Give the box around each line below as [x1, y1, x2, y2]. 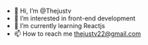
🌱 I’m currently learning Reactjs [13, 22, 106, 30]
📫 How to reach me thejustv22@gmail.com [13, 30, 141, 38]
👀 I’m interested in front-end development [13, 14, 136, 22]
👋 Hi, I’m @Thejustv [13, 7, 72, 15]
